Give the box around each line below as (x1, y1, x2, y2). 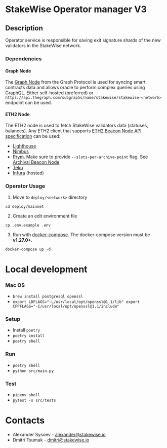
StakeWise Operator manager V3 (5, 4, 147, 15)
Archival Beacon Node (12, 159, 60, 165)
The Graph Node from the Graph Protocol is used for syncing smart (5, 79, 146, 85)
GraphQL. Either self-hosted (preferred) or (5, 90, 94, 96)
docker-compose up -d (5, 247, 51, 252)
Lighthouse (12, 143, 36, 149)
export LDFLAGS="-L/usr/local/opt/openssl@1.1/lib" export (12, 300, 140, 305)
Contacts (5, 415, 45, 426)
